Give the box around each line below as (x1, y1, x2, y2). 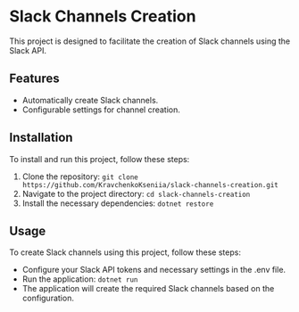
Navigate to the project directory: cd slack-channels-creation (21, 188, 251, 199)
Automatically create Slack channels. (21, 94, 159, 105)
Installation (9, 130, 73, 145)
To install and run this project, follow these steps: (9, 153, 190, 164)
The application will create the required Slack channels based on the (21, 283, 275, 294)
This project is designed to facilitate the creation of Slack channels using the (9, 36, 291, 46)
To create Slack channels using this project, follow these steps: (9, 247, 241, 258)
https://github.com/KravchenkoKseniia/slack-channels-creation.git (21, 180, 278, 189)
